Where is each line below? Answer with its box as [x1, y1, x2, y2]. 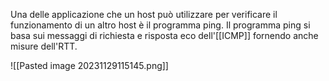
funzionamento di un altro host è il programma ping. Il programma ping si [10, 19, 311, 31]
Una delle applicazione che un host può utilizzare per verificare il [10, 9, 278, 20]
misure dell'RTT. [10, 40, 78, 52]
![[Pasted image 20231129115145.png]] [10, 60, 169, 71]
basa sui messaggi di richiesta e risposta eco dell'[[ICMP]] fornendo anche [10, 30, 319, 41]
